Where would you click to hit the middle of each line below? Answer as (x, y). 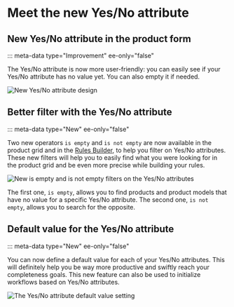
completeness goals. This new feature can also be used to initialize (104, 274)
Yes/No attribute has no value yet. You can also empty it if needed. (104, 76)
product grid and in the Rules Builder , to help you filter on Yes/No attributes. (117, 150)
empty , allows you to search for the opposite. (71, 207)
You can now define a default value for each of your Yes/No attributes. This (116, 259)
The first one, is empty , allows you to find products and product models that (117, 192)
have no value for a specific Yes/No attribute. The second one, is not (108, 199)
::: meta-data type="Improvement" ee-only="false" (81, 55)
